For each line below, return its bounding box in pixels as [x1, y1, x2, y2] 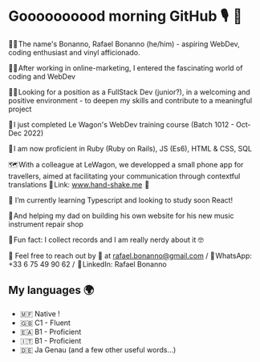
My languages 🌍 [8, 284, 95, 297]
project [8, 104, 32, 114]
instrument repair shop [8, 219, 84, 229]
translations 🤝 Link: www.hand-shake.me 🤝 [8, 179, 150, 189]
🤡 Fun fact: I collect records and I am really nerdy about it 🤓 [8, 235, 204, 244]
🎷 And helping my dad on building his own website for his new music [8, 211, 234, 220]
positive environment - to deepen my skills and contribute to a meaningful [8, 95, 253, 105]
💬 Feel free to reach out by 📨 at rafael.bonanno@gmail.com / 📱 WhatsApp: [8, 251, 253, 260]
